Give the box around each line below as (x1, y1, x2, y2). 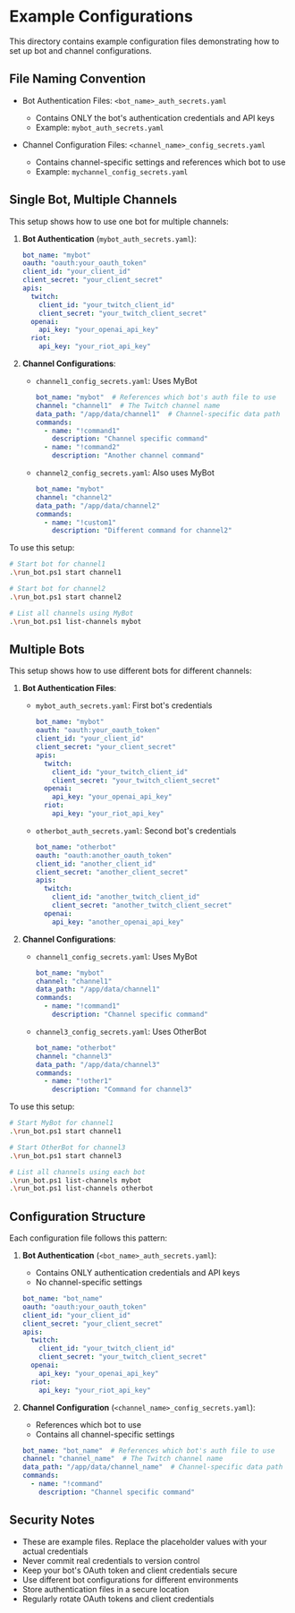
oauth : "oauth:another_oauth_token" (35, 850, 173, 860)
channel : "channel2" (35, 492, 113, 502)
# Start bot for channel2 (9, 585, 105, 593)
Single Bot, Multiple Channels (9, 192, 178, 208)
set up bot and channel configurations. (9, 45, 152, 55)
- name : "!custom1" (43, 517, 116, 527)
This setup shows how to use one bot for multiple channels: (9, 216, 230, 226)
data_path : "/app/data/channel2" (35, 501, 161, 510)
